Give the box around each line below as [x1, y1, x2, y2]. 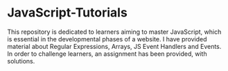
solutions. [7, 57, 35, 65]
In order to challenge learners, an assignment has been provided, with [7, 50, 207, 58]
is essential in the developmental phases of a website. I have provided [7, 34, 207, 43]
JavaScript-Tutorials [7, 5, 128, 21]
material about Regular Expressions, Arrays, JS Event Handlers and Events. [7, 42, 222, 50]
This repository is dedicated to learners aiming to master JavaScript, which [7, 28, 222, 36]
